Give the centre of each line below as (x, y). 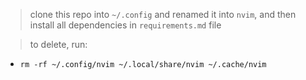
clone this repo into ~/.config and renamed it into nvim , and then (163, 14)
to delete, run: (58, 44)
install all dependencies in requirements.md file (125, 25)
